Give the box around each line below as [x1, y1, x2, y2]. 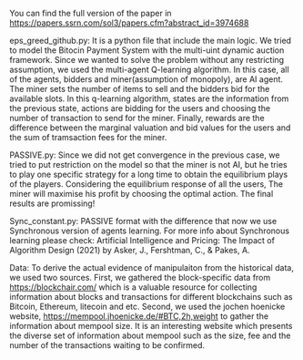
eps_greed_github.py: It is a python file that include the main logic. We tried [9, 36, 292, 46]
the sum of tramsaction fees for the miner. [9, 132, 167, 142]
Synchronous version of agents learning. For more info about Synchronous [9, 225, 289, 236]
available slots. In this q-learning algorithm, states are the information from [9, 93, 289, 104]
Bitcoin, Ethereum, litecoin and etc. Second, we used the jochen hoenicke [9, 301, 286, 312]
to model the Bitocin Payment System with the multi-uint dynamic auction [9, 45, 285, 56]
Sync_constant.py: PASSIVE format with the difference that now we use [9, 216, 278, 226]
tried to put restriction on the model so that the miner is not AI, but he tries [9, 159, 288, 170]
